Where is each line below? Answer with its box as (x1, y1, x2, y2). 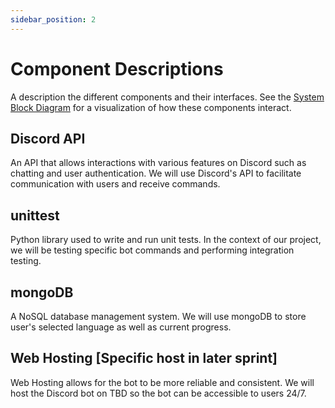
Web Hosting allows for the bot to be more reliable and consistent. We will (10, 376, 315, 388)
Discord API (10, 130, 86, 147)
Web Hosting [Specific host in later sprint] (10, 350, 278, 367)
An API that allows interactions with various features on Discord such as (10, 157, 307, 169)
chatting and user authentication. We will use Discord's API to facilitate (10, 167, 302, 180)
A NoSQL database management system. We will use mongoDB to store (10, 311, 307, 322)
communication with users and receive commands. (10, 178, 221, 190)
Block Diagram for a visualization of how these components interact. (10, 101, 292, 113)
